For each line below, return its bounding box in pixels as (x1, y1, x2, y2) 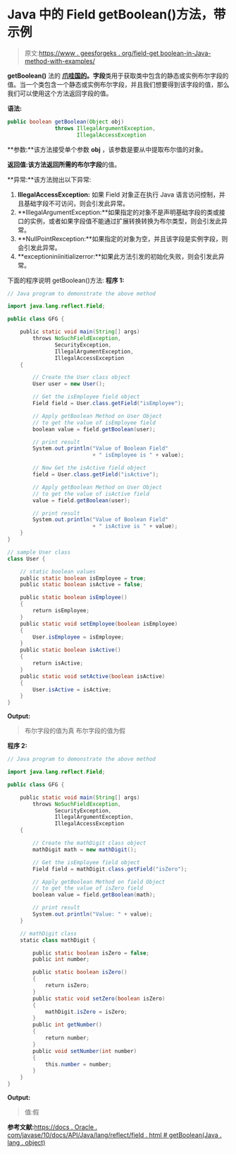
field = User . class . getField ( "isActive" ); (32, 471, 159, 478)
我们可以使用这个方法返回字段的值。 (7, 89, 113, 98)
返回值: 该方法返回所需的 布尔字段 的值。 (7, 160, 121, 168)
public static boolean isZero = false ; (32, 949, 150, 957)
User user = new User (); (32, 380, 106, 387)
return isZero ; (44, 982, 90, 989)
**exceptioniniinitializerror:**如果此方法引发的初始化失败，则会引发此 (17, 252, 219, 260)
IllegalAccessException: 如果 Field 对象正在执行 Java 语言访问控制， (17, 190, 220, 199)
